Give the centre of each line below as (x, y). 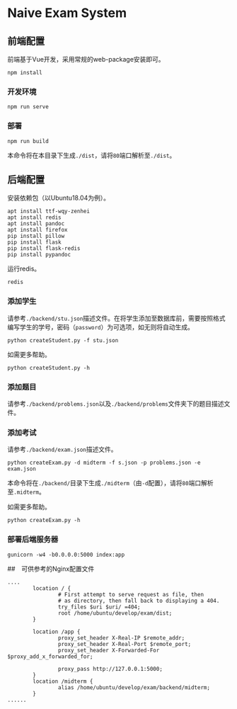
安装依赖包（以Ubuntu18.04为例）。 (58, 198)
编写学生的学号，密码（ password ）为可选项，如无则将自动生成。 (101, 327)
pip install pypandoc (39, 255)
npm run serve (28, 107)
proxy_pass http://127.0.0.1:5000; (110, 669)
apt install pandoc (36, 224)
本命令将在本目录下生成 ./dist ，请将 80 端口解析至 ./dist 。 (92, 155)
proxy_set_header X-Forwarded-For (109, 650)
